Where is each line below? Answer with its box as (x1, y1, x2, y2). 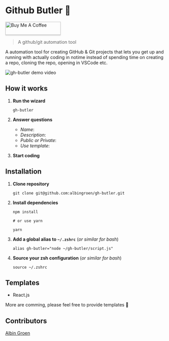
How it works (5, 84, 48, 93)
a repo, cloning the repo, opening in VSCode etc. (5, 60, 108, 66)
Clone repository (12, 181, 49, 187)
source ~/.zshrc (12, 265, 47, 270)
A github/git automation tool (17, 39, 76, 45)
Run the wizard (12, 98, 46, 104)
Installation (5, 167, 42, 176)
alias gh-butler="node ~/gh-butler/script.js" (12, 246, 114, 251)
